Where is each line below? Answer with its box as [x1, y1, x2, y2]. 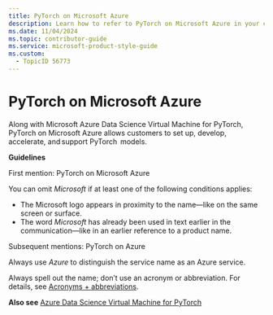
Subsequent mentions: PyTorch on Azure [8, 241, 146, 251]
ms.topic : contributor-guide [8, 34, 107, 43]
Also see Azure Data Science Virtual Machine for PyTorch [8, 297, 202, 307]
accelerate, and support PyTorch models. [8, 136, 148, 147]
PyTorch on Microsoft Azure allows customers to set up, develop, [8, 128, 227, 138]
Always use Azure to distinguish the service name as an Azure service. [8, 257, 246, 267]
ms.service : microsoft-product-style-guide [8, 42, 158, 50]
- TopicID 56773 [15, 58, 71, 66]
